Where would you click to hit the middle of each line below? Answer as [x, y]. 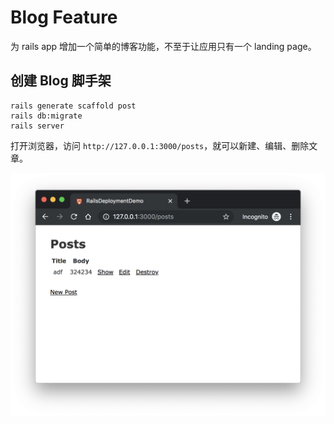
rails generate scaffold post [73, 106]
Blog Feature [64, 17]
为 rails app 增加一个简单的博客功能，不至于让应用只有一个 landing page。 [163, 46]
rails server [37, 126]
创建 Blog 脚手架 [61, 81]
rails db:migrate [46, 116]
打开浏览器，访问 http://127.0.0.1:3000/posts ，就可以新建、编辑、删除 [160, 145]
